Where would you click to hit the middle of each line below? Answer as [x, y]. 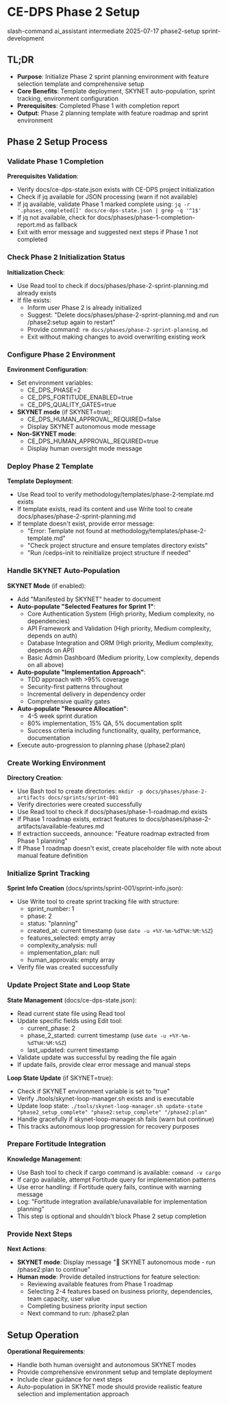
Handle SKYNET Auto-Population [64, 571]
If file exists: [34, 300]
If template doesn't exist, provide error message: [86, 524]
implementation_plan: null [63, 953]
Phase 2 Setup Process [58, 142]
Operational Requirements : [46, 1351]
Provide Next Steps [40, 1234]
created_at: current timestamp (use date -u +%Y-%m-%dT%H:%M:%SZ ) [120, 931]
